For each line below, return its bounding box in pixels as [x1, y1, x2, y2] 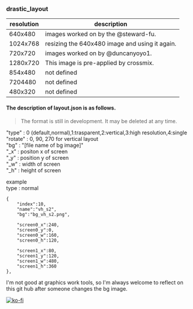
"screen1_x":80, [17, 247, 57, 253]
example [6, 178, 27, 185]
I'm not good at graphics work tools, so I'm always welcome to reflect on [6, 279, 184, 286]
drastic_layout [6, 5, 49, 13]
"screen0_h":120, [17, 237, 60, 243]
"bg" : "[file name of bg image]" [6, 141, 84, 149]
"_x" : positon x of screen [6, 147, 68, 155]
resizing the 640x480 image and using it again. [45, 40, 176, 48]
